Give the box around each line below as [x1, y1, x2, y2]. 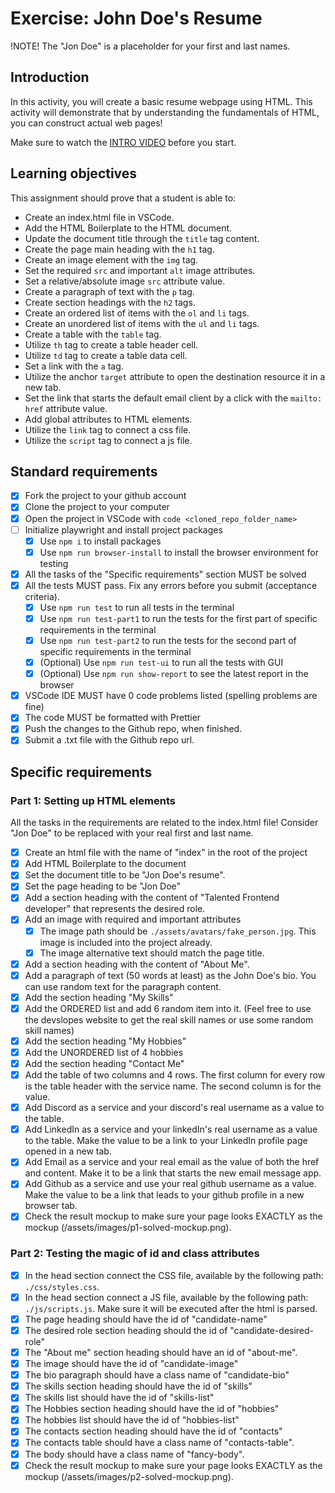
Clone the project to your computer [24, 501, 170, 513]
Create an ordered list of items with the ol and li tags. [24, 307, 250, 319]
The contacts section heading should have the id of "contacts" [24, 1425, 283, 1437]
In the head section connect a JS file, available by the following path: [24, 1291, 309, 1303]
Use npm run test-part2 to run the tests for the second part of [39, 635, 297, 646]
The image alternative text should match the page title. [39, 947, 265, 959]
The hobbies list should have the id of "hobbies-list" [24, 1414, 240, 1426]
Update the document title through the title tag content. [24, 232, 260, 244]
